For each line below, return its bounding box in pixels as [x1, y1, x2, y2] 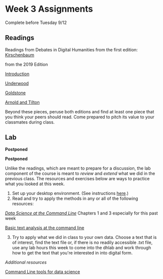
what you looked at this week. [5, 181, 65, 187]
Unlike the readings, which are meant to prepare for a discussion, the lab [5, 165, 151, 171]
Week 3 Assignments [5, 3, 93, 15]
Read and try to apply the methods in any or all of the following [12, 195, 139, 201]
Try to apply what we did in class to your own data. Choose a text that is [12, 234, 157, 240]
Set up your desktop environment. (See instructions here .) [12, 190, 129, 196]
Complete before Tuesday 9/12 [5, 20, 67, 25]
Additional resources [5, 259, 47, 265]
